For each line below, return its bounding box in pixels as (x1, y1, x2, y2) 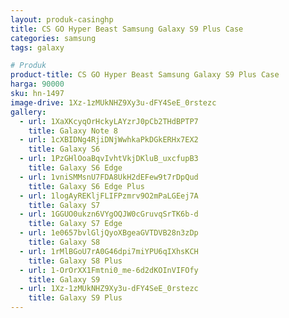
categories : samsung (10, 33, 97, 43)
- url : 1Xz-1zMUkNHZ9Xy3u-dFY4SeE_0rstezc (19, 284, 199, 294)
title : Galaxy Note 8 (28, 126, 118, 136)
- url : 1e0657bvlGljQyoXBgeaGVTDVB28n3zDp (19, 228, 199, 238)
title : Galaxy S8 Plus (28, 256, 123, 266)
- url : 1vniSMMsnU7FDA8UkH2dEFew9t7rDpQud (19, 172, 199, 182)
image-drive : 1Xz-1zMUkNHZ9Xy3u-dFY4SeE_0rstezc (10, 97, 217, 108)
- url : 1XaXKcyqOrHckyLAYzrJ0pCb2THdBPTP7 (19, 116, 199, 126)
